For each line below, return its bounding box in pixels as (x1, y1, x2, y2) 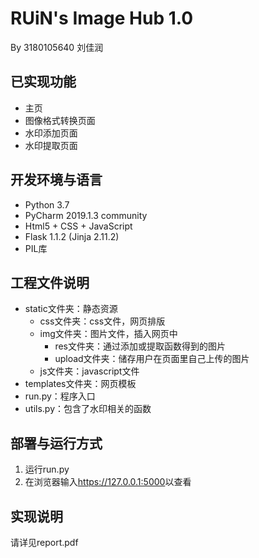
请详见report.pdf (10, 537, 79, 548)
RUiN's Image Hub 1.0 (10, 7, 194, 30)
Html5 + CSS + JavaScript (24, 220, 133, 232)
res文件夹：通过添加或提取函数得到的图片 (54, 340, 226, 352)
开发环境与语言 (10, 172, 103, 189)
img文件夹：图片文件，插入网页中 (39, 328, 178, 340)
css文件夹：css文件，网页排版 (39, 315, 166, 327)
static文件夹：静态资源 (24, 303, 118, 315)
